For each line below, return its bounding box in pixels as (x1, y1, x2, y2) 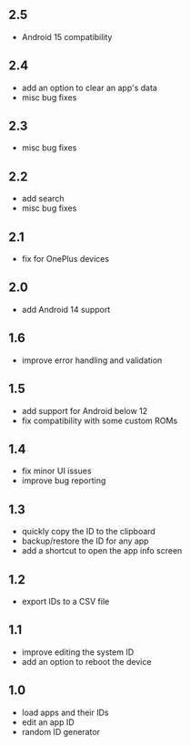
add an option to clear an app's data (21, 82, 158, 93)
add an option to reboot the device (21, 656, 152, 667)
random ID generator (21, 726, 101, 737)
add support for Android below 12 (21, 405, 148, 416)
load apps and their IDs (21, 707, 109, 718)
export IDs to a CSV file (21, 596, 110, 606)
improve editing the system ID (21, 647, 135, 658)
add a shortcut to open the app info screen (21, 545, 183, 556)
